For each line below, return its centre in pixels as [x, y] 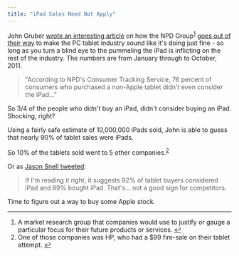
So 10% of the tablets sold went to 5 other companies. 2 [88, 152]
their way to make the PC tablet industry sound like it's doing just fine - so [116, 43]
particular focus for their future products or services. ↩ [99, 230]
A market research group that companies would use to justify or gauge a [124, 222]
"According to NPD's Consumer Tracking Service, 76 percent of [118, 80]
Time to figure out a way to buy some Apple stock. [81, 201]
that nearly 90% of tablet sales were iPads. [70, 138]
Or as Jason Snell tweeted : [47, 166]
